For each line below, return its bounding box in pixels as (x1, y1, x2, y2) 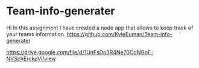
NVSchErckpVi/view (6, 55, 56, 62)
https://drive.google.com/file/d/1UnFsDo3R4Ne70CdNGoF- (6, 48, 154, 55)
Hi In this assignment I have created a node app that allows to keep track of (6, 24, 194, 31)
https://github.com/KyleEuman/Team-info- (66, 30, 173, 37)
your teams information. (6, 30, 66, 37)
